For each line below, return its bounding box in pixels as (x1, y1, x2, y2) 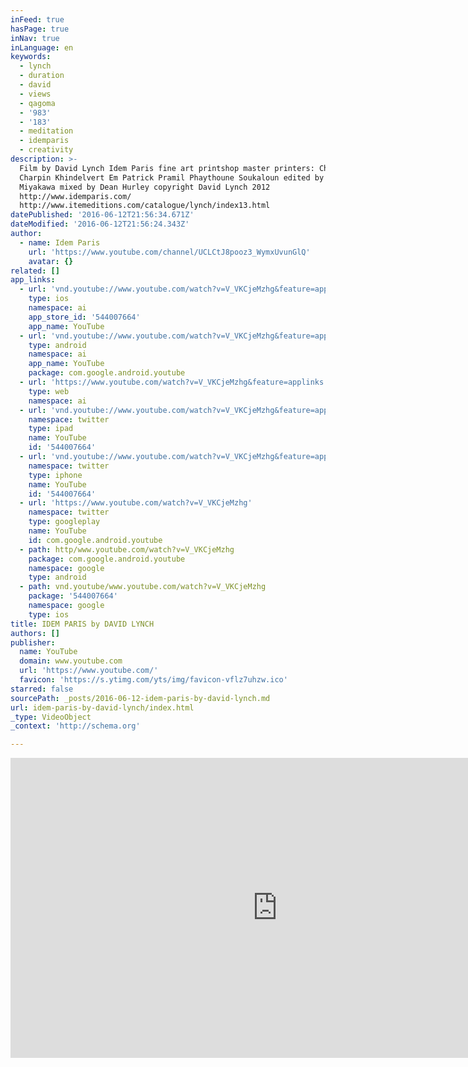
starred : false (10, 684, 74, 694)
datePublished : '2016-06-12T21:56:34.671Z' (10, 210, 195, 220)
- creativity (19, 145, 74, 155)
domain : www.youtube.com (19, 656, 123, 666)
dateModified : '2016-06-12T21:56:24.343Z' (10, 219, 190, 230)
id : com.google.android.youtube (28, 535, 163, 545)
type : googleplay (28, 517, 101, 527)
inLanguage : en (10, 42, 74, 53)
